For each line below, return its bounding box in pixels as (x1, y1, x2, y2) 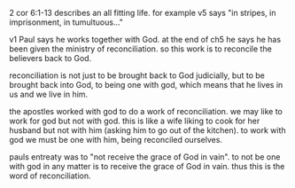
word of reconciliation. (9, 170, 91, 181)
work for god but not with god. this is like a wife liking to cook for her (9, 115, 260, 126)
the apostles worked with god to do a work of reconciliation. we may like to (9, 106, 283, 116)
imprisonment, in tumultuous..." (9, 17, 124, 27)
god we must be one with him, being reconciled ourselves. (9, 135, 223, 145)
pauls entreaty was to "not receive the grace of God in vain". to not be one (9, 152, 281, 162)
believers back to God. (9, 53, 92, 63)
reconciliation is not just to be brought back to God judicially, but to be (9, 70, 266, 81)
